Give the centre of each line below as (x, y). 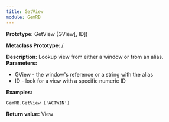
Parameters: (22, 63)
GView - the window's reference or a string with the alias (84, 74)
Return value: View (30, 114)
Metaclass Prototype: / (35, 45)
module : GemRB (24, 17)
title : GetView (25, 11)
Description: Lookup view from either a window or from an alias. (85, 57)
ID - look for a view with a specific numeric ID (70, 81)
